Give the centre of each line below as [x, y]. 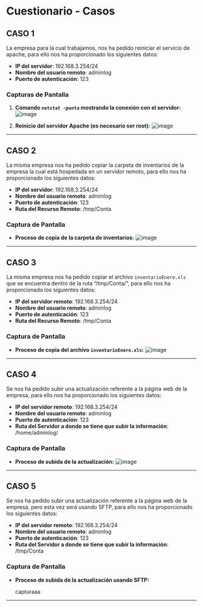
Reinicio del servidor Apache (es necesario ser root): [83, 126]
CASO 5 [21, 486]
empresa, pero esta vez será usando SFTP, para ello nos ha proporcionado [99, 507]
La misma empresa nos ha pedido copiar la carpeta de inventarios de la [95, 165]
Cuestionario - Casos [61, 11]
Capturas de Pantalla [37, 94]
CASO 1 [21, 34]
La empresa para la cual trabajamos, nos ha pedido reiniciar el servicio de [98, 48]
